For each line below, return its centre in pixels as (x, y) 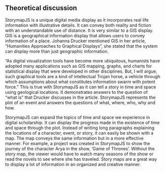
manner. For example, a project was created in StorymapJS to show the (78, 143)
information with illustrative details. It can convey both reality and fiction (78, 25)
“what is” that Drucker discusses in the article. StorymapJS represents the (81, 97)
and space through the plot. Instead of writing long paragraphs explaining (80, 128)
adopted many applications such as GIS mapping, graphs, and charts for (79, 66)
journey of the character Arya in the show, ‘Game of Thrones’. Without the (80, 148)
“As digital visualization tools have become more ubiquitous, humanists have (82, 60)
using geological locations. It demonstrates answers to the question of (76, 92)
